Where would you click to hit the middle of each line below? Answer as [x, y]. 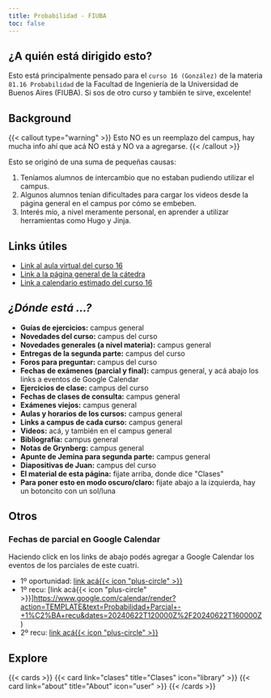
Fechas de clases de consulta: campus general [100, 396]
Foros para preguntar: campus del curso [89, 362]
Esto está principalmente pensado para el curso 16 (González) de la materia [135, 76]
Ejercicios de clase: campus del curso [84, 387]
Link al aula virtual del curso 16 [72, 265]
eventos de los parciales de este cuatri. [74, 565]
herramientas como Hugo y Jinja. [76, 221]
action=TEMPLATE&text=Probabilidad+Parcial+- [101, 607]
